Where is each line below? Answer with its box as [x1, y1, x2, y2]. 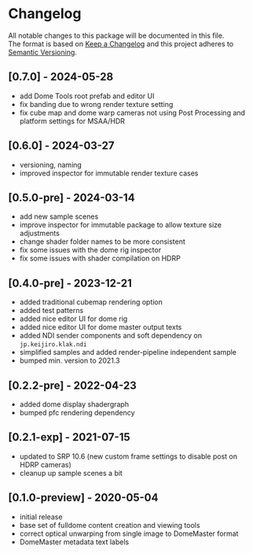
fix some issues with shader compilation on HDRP [19, 253, 181, 264]
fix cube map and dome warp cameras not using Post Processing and [19, 108, 246, 117]
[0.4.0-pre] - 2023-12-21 [8, 276, 132, 289]
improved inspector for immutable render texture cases [19, 168, 199, 178]
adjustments [19, 229, 60, 238]
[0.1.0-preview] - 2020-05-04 [8, 491, 159, 504]
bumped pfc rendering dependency [19, 408, 135, 417]
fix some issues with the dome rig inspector [19, 245, 162, 255]
